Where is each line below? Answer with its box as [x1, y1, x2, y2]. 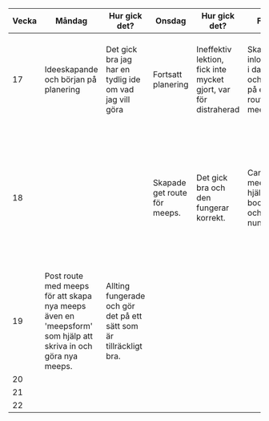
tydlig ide [105, 74, 141, 85]
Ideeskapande [44, 64, 98, 75]
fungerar [195, 202, 230, 213]
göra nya [44, 350, 78, 362]
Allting [105, 281, 130, 291]
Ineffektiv [195, 44, 232, 55]
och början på [44, 74, 98, 85]
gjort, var [195, 84, 231, 95]
